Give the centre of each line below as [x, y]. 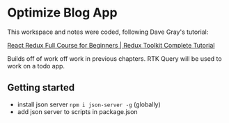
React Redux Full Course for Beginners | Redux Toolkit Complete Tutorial [111, 45]
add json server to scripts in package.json [77, 111]
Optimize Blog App [62, 13]
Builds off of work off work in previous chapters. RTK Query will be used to [114, 58]
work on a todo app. [36, 66]
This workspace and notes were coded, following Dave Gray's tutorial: [108, 32]
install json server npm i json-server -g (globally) [89, 104]
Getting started [41, 88]
